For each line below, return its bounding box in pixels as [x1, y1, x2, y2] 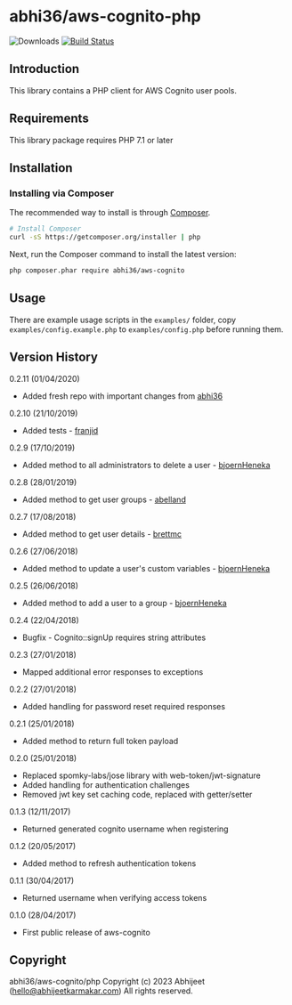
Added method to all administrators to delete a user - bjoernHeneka [21, 459, 271, 470]
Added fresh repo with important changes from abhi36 [21, 390, 223, 401]
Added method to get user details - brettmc [21, 528, 182, 539]
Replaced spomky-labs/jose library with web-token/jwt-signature [21, 770, 261, 781]
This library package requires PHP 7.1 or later [9, 134, 174, 145]
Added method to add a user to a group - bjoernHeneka [21, 597, 227, 608]
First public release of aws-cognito [21, 927, 151, 937]
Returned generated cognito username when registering [21, 823, 229, 834]
